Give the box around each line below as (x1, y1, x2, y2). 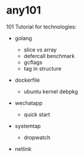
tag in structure (23, 65, 61, 72)
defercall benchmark (23, 52, 75, 59)
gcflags (23, 59, 43, 66)
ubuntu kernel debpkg (23, 88, 79, 95)
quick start (23, 111, 51, 118)
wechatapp (14, 99, 43, 107)
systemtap (14, 122, 41, 129)
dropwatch (23, 134, 51, 141)
